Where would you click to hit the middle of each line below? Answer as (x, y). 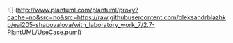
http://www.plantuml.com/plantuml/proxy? (78, 10)
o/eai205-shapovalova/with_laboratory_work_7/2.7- (81, 25)
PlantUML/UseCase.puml (43, 32)
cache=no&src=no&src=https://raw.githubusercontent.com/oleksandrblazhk (116, 17)
